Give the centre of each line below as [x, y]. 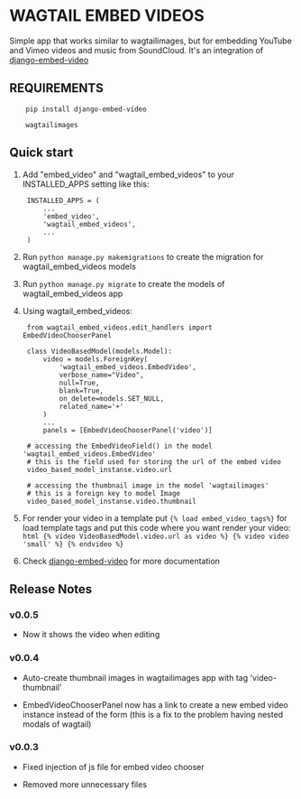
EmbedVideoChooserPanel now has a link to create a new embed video [155, 704]
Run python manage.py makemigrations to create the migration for [143, 256]
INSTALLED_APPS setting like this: [86, 184]
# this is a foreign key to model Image [104, 493]
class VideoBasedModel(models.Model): [100, 351]
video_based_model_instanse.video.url [100, 469]
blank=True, [81, 390]
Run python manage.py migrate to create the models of [123, 283]
